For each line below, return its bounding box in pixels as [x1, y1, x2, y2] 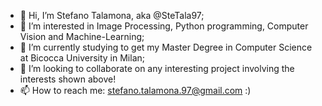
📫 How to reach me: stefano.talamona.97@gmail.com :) [19, 85, 252, 96]
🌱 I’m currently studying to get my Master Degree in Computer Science [19, 41, 313, 53]
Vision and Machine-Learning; [19, 31, 145, 42]
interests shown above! [19, 73, 117, 85]
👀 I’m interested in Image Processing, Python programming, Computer [19, 20, 309, 32]
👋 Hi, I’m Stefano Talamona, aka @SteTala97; [19, 10, 205, 21]
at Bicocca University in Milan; [19, 52, 145, 64]
